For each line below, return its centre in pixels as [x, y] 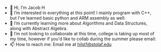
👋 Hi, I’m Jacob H [27, 8]
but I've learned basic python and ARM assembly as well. [68, 18]
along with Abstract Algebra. [39, 28]
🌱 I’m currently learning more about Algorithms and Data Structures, [79, 23]
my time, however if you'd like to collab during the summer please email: [83, 39]
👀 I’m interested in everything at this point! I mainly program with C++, [80, 13]
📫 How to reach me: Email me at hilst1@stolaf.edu [61, 44]
